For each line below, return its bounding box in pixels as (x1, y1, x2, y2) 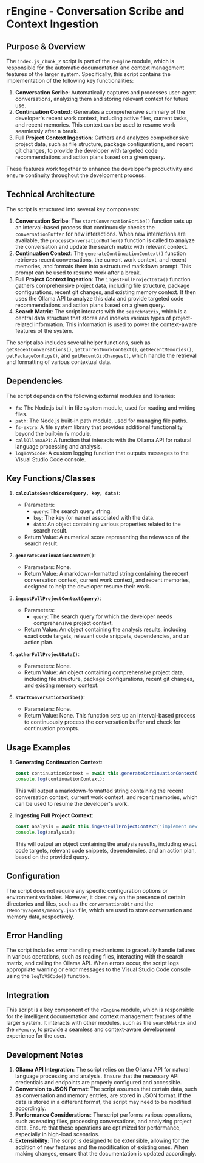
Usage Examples (6, 742, 71, 753)
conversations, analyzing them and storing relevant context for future (15, 96, 189, 102)
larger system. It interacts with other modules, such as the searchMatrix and (6, 1019, 197, 1027)
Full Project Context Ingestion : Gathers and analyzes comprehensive (15, 134, 189, 141)
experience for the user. (6, 1032, 67, 1039)
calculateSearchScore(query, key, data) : (15, 489, 120, 497)
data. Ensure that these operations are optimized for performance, (15, 1124, 181, 1131)
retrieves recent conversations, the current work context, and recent (15, 256, 186, 263)
